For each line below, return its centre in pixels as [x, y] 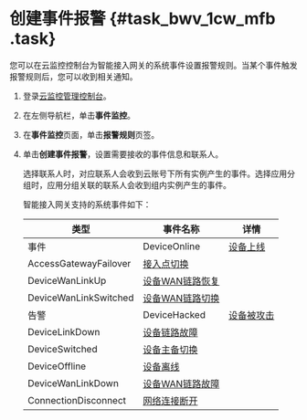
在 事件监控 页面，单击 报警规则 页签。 [91, 134]
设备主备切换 [170, 350]
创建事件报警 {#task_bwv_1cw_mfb [143, 19]
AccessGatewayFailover [79, 263]
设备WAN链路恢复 [181, 281]
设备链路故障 [170, 332]
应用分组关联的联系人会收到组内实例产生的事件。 [139, 184]
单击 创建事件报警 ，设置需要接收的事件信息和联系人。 [123, 154]
